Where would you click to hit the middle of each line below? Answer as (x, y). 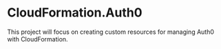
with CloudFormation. (38, 39)
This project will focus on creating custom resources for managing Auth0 (111, 32)
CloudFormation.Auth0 (75, 13)
